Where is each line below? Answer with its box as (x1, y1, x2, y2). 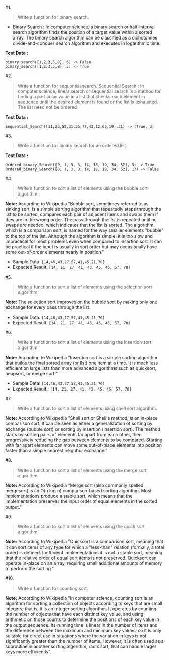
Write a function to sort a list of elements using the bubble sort (17, 185, 148, 191)
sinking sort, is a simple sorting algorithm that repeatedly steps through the (5, 206, 161, 212)
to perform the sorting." (5, 566, 54, 571)
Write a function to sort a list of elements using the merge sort (17, 467, 147, 473)
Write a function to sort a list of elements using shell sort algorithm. (17, 405, 157, 411)
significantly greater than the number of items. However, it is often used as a (5, 638, 164, 644)
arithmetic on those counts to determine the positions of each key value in (5, 616, 160, 623)
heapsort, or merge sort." (5, 371, 58, 376)
